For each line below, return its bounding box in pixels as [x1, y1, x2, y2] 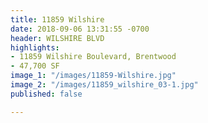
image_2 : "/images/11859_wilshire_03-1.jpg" [10, 80, 199, 90]
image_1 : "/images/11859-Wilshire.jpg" [10, 71, 177, 81]
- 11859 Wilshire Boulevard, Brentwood [10, 52, 177, 62]
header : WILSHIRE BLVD [10, 33, 105, 43]
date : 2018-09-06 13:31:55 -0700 [10, 24, 150, 34]
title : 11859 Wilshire [10, 14, 105, 25]
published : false [10, 89, 83, 99]
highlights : [10, 42, 60, 53]
